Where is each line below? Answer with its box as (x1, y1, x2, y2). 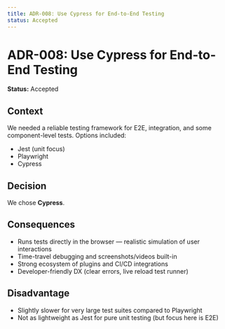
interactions (17, 244, 53, 253)
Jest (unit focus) (17, 145, 65, 153)
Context (7, 105, 43, 117)
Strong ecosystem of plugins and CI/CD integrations (17, 260, 168, 268)
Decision (7, 180, 47, 192)
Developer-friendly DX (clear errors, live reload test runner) (17, 267, 189, 275)
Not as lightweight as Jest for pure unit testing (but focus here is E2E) (17, 313, 219, 322)
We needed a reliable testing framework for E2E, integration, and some (7, 124, 212, 132)
